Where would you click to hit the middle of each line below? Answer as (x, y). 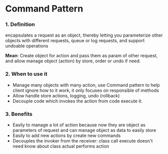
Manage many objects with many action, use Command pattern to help (86, 85)
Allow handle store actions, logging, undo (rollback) (66, 95)
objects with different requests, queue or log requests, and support (75, 41)
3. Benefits (19, 114)
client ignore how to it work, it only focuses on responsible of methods (86, 90)
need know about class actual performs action (61, 146)
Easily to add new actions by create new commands (67, 135)
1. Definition (20, 25)
